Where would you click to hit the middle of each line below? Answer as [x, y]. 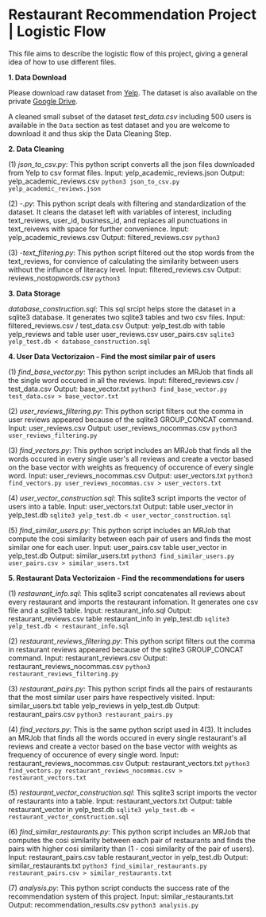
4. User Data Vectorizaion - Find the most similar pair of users [112, 356]
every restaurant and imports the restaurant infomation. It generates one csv [133, 602]
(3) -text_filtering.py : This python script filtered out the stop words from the [131, 253]
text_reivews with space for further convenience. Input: [98, 229]
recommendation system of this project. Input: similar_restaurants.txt [121, 896]
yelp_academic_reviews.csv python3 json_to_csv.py [94, 181]
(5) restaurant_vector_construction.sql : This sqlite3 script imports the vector [133, 792]
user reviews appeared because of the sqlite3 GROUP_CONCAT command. [131, 420]
